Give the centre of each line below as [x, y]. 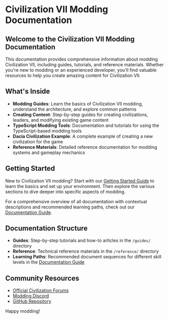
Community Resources [42, 278]
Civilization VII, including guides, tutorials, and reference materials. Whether [84, 64]
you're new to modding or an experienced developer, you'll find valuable [81, 70]
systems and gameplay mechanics [49, 152]
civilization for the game [38, 142]
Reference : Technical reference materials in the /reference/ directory [86, 251]
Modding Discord [31, 296]
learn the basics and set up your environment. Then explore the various [80, 186]
